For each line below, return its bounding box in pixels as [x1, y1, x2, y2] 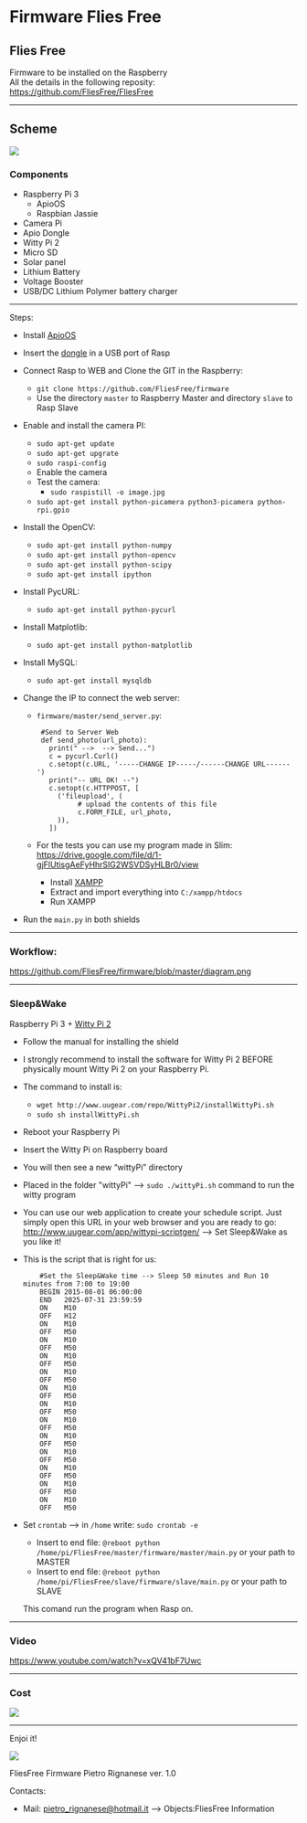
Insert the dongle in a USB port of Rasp [22, 347, 171, 358]
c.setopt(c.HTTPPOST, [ [48, 784, 140, 793]
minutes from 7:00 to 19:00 [22, 1279, 130, 1288]
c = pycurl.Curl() [48, 752, 119, 761]
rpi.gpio [36, 505, 70, 515]
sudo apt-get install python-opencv [36, 551, 176, 560]
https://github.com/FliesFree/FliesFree [9, 87, 153, 97]
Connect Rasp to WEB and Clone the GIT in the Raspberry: [22, 366, 244, 376]
